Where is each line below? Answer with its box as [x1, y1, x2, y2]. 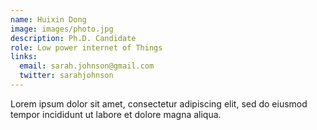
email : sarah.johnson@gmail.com [19, 61, 155, 71]
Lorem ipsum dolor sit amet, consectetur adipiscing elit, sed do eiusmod [10, 97, 308, 110]
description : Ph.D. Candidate [10, 33, 137, 43]
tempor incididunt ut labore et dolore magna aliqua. [10, 108, 222, 120]
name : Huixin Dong [10, 14, 87, 25]
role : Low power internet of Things [10, 42, 163, 53]
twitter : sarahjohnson [19, 71, 114, 81]
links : [10, 52, 38, 62]
